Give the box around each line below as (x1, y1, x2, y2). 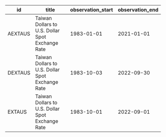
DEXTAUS (7, 69, 31, 76)
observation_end (118, 6, 159, 13)
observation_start (70, 6, 113, 13)
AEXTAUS (7, 30, 31, 37)
